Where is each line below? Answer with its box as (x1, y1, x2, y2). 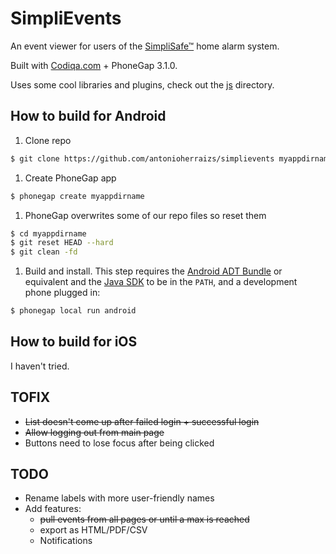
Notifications (39, 535, 93, 547)
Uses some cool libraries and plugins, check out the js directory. (10, 78, 275, 91)
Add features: (24, 503, 82, 515)
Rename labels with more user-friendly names (24, 492, 215, 504)
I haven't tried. (10, 360, 70, 372)
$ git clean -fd (10, 247, 78, 257)
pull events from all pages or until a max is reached (39, 513, 250, 526)
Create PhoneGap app (24, 172, 117, 184)
